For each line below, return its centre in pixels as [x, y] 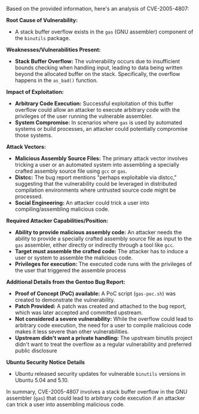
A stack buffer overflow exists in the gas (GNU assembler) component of [104, 32]
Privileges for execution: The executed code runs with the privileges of [103, 264]
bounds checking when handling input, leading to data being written [99, 68]
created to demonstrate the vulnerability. [65, 300]
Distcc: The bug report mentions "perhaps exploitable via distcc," [96, 177]
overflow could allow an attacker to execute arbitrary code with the [97, 110]
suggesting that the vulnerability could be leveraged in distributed [96, 184]
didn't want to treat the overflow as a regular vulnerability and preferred [103, 344]
